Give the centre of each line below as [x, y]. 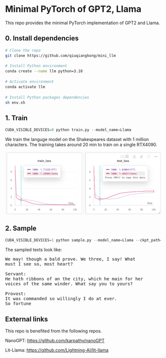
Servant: [16, 274]
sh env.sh [15, 102]
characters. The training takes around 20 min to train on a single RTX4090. [81, 145]
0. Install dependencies [42, 38]
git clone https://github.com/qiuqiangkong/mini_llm [61, 55]
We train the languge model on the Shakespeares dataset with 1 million [77, 139]
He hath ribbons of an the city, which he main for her [74, 279]
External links [27, 319]
